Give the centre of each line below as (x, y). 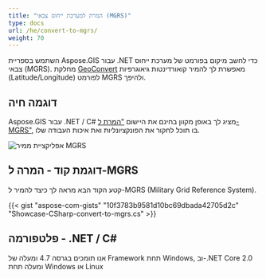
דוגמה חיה (33, 102)
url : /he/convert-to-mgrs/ (53, 30)
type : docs (26, 23)
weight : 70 (26, 38)
